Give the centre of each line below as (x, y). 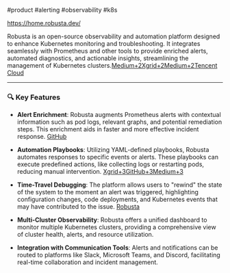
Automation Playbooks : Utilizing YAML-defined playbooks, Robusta (113, 150)
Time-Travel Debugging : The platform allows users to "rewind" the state (119, 185)
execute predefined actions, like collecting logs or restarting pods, (110, 164)
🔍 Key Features (34, 97)
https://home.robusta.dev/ (44, 23)
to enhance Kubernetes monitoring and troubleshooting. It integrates (104, 43)
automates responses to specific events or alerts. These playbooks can (118, 157)
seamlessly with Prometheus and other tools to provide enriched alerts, (108, 51)
